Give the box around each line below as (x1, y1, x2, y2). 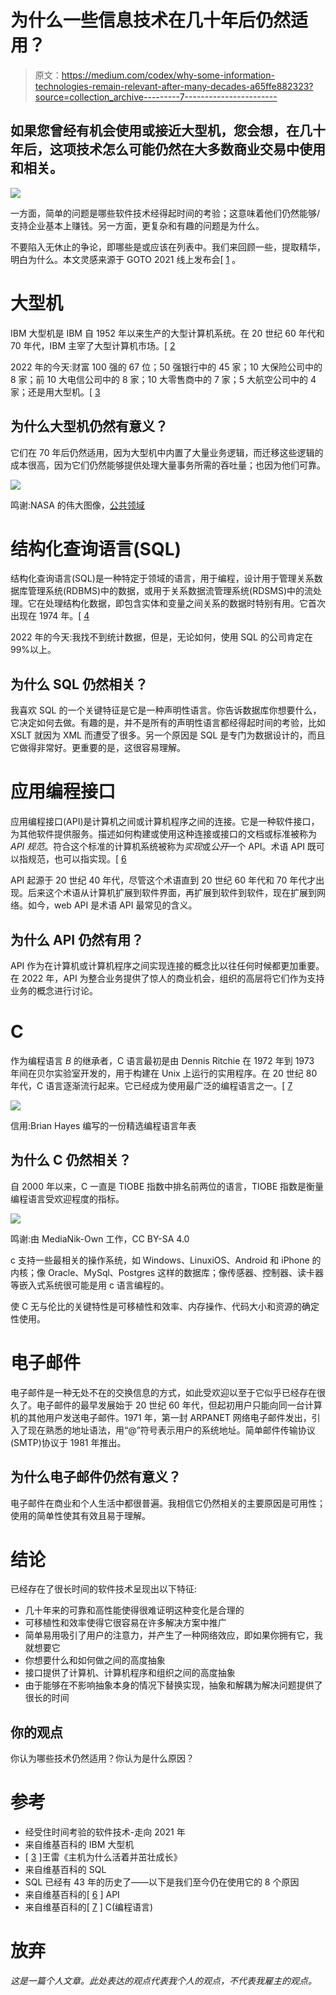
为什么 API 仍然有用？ (10, 931, 145, 948)
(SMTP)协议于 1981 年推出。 (10, 1436, 127, 1448)
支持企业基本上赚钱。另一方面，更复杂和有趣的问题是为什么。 (10, 219, 265, 231)
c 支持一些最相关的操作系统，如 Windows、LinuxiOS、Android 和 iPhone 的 (10, 1254, 322, 1266)
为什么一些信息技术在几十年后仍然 (10, 9, 292, 32)
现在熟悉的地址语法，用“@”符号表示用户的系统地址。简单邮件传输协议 (27, 1424, 316, 1436)
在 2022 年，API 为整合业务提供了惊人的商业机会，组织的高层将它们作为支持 (10, 972, 325, 984)
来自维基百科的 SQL (24, 1864, 107, 1876)
